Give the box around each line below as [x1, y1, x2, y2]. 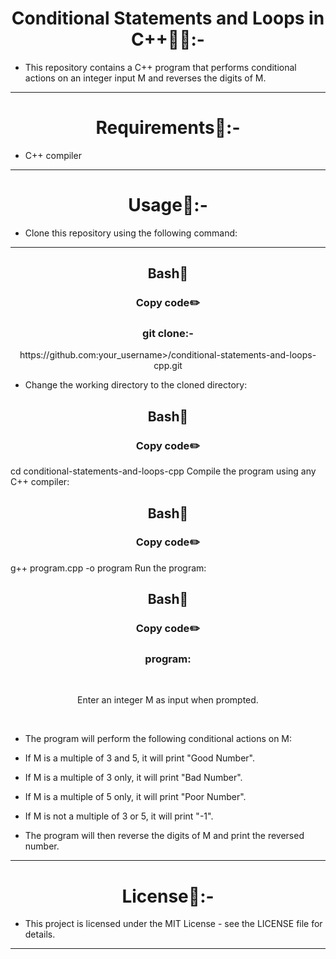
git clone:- [142, 327, 194, 341]
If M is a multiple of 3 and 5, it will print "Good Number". [24, 752, 255, 764]
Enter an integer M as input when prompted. [77, 694, 259, 706]
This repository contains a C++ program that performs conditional [24, 61, 297, 73]
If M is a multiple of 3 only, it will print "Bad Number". [24, 772, 243, 784]
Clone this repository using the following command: [24, 227, 238, 239]
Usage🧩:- [128, 194, 208, 217]
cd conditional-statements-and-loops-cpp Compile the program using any [10, 465, 317, 477]
